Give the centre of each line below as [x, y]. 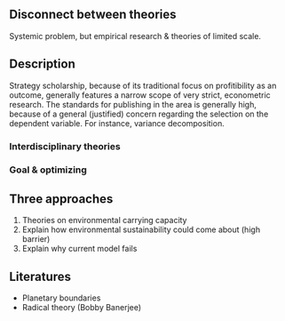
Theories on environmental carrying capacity [104, 221]
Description [42, 64]
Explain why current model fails [79, 249]
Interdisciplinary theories [65, 146]
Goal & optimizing [48, 170]
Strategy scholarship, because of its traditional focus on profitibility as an [143, 85]
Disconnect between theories [93, 15]
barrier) [36, 239]
